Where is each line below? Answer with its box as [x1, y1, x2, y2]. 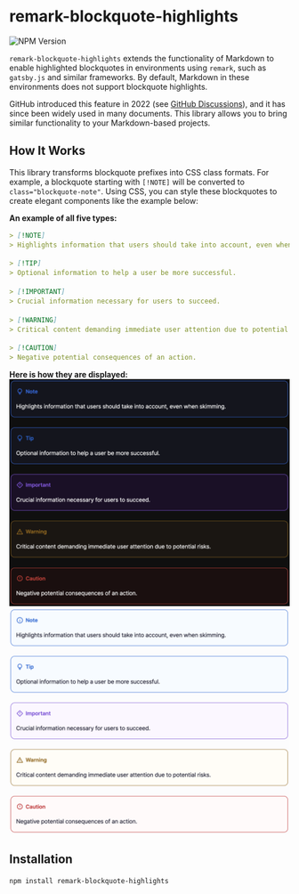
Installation [9, 852, 73, 867]
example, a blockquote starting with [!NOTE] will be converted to [9, 176, 245, 187]
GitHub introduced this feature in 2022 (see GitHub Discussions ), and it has [9, 98, 287, 109]
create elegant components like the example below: [9, 195, 198, 206]
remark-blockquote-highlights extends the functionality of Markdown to [9, 53, 274, 63]
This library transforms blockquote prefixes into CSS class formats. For [9, 167, 270, 177]
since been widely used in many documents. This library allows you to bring [9, 108, 287, 118]
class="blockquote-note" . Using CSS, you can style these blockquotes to [9, 185, 278, 197]
